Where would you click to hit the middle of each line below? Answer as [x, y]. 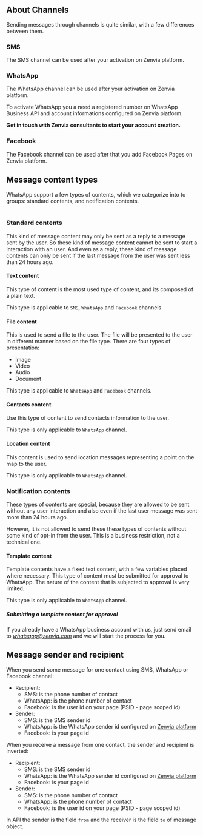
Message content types [52, 180]
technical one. [24, 542]
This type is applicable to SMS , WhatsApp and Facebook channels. [85, 308]
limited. [15, 588]
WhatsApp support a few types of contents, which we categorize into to [96, 194]
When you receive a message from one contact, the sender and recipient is [100, 744]
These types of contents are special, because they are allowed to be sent [98, 504]
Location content [28, 444]
